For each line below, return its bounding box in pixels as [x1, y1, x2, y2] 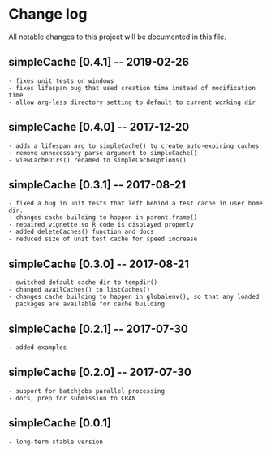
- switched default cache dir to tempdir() [8, 279, 158, 287]
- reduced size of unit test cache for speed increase [8, 235, 198, 244]
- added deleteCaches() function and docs [8, 228, 154, 236]
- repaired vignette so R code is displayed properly [8, 221, 195, 229]
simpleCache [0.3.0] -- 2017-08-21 [8, 257, 189, 270]
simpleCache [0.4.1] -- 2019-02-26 [8, 55, 189, 69]
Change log [8, 5, 88, 24]
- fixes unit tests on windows [8, 76, 114, 85]
